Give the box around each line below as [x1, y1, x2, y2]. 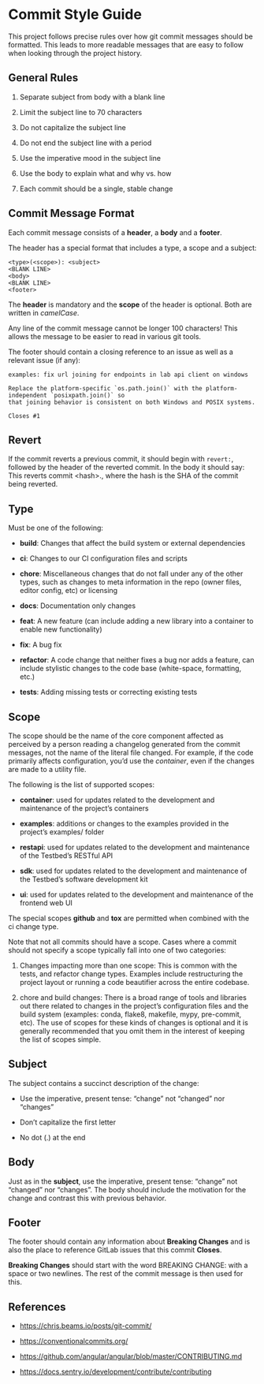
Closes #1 [8, 412, 41, 420]
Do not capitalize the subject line [19, 122, 126, 132]
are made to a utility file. [8, 765, 87, 774]
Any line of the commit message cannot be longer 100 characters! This [8, 323, 238, 333]
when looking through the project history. [8, 48, 143, 58]
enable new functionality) [19, 625, 102, 634]
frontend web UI [19, 898, 73, 908]
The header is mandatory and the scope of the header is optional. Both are [8, 300, 252, 309]
